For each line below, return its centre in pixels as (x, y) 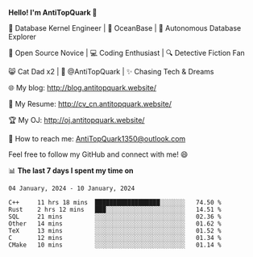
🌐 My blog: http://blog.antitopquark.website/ (83, 88)
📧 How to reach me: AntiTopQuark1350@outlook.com (97, 139)
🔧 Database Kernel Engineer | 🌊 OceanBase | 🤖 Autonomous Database (125, 28)
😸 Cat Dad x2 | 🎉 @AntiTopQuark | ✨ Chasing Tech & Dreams (111, 72)
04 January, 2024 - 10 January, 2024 (72, 188)
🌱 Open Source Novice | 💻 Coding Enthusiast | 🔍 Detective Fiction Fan (127, 53)
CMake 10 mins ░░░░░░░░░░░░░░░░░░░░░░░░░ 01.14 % (115, 245)
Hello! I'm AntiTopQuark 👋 (53, 13)
